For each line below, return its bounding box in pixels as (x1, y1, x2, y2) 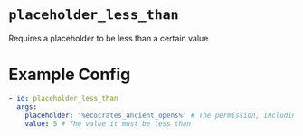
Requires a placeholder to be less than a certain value (8, 32, 209, 43)
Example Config (8, 65, 131, 85)
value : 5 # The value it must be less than (24, 119, 192, 128)
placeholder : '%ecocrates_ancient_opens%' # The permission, (24, 111, 260, 120)
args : (16, 102, 38, 112)
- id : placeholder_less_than (8, 94, 118, 103)
